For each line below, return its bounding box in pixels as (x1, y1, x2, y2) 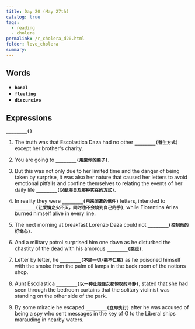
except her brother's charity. (14, 145, 83, 152)
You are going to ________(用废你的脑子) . (14, 156, 110, 164)
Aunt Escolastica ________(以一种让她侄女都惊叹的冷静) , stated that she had (14, 280, 189, 287)
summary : (6, 47, 27, 53)
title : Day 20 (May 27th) (6, 8, 69, 15)
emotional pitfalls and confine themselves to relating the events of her (14, 180, 183, 187)
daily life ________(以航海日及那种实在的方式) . (14, 186, 116, 193)
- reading (11, 25, 35, 31)
